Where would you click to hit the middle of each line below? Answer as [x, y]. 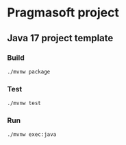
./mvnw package [29, 71]
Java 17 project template [60, 38]
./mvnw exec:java [32, 135]
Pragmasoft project [63, 13]
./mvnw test [24, 103]
